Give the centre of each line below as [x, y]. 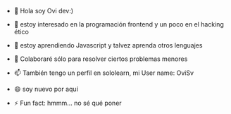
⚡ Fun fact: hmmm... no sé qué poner [68, 103]
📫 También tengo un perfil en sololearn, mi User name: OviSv [104, 73]
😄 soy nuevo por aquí [46, 89]
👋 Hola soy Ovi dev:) [44, 11]
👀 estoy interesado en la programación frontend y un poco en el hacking [119, 24]
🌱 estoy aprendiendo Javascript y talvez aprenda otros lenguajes [108, 45]
